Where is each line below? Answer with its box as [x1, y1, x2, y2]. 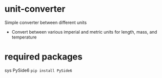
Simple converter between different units [4, 19, 87, 25]
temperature [11, 34, 37, 40]
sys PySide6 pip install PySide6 [4, 67, 73, 73]
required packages [4, 51, 82, 62]
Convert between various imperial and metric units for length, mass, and [11, 29, 157, 35]
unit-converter [4, 3, 65, 15]
